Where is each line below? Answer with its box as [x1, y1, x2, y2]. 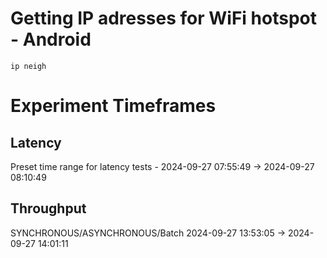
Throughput [10, 200, 87, 217]
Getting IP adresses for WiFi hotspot [10, 7, 317, 30]
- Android [10, 28, 92, 51]
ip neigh [10, 61, 47, 71]
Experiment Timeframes [10, 95, 217, 117]
